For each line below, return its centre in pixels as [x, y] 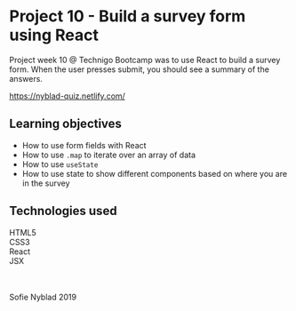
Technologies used [63, 211]
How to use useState [60, 164]
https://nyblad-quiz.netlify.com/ [68, 96]
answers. [26, 78]
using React [54, 35]
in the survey [46, 183]
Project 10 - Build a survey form [128, 16]
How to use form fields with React [84, 145]
